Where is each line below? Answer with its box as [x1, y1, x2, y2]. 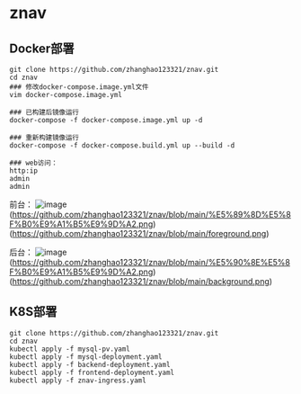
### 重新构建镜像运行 [9, 133, 79, 142]
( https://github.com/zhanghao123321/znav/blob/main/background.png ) [9, 276, 272, 286]
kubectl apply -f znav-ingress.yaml [9, 376, 146, 385]
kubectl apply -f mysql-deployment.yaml [9, 352, 164, 362]
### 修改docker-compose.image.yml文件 [9, 83, 150, 92]
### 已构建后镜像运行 [9, 108, 79, 117]
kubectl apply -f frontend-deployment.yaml [9, 368, 175, 377]
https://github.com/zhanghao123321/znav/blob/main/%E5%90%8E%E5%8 [12, 257, 290, 267]
